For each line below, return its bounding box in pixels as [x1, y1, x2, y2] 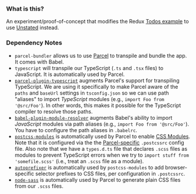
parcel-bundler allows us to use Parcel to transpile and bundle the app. [14, 52, 187, 59]
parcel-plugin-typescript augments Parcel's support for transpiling [14, 77, 180, 84]
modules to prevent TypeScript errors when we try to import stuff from [14, 151, 190, 158]
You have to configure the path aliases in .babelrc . [14, 126, 138, 133]
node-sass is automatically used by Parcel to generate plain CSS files [14, 176, 181, 183]
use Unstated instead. [6, 24, 59, 31]
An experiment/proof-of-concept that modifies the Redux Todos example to [6, 18, 189, 25]
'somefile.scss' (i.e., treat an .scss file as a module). [14, 157, 144, 165]
